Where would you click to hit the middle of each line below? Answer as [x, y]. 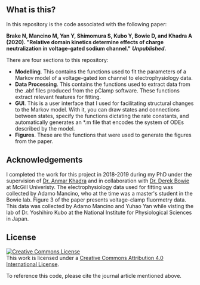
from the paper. [34, 141]
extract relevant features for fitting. [58, 97]
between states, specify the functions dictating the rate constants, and [102, 116]
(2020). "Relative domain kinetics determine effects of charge [85, 42]
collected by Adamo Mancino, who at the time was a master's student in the [99, 193]
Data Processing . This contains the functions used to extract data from [102, 84]
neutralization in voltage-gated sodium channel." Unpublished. [86, 48]
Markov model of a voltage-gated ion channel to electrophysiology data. [104, 78]
